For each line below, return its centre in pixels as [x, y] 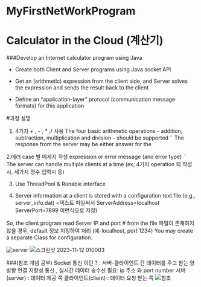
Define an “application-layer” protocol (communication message [95, 99]
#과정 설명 [19, 118]
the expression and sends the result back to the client [82, 88]
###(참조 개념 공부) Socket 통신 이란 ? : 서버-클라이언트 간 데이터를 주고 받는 [97, 263]
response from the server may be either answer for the [83, 144]
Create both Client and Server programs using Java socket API [93, 69]
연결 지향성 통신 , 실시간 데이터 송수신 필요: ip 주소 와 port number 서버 [101, 271]
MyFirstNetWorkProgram [71, 11]
